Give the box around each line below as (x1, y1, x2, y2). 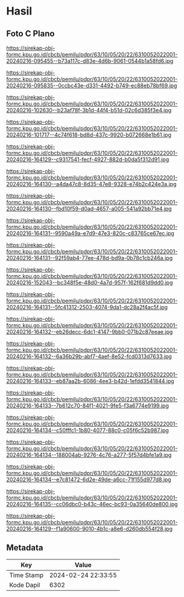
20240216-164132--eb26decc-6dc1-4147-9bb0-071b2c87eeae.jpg (6, 329, 173, 335)
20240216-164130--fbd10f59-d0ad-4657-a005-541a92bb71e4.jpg (6, 205, 172, 212)
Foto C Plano (6, 28, 55, 39)
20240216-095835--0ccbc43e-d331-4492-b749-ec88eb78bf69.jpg (6, 82, 177, 89)
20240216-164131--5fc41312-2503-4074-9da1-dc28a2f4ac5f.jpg (6, 304, 168, 310)
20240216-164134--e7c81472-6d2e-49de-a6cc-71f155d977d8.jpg (6, 476, 171, 483)
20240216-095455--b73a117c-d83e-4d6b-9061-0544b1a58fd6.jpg (6, 58, 174, 64)
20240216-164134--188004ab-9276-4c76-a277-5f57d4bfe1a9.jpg (6, 452, 172, 458)
